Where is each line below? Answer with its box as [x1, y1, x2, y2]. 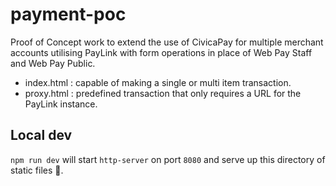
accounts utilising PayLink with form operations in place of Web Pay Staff [10, 46, 313, 58]
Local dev [10, 127, 73, 144]
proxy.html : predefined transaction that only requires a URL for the [24, 87, 302, 99]
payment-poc [10, 3, 127, 26]
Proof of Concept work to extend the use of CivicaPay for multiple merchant [10, 36, 324, 48]
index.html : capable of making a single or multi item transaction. [24, 76, 292, 88]
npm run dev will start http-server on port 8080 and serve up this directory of [10, 153, 326, 165]
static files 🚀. [10, 164, 64, 176]
